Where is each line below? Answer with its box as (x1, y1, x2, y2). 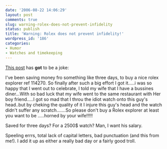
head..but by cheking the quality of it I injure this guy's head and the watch (5, 101, 162, 108)
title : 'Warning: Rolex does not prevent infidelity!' (5, 31, 124, 36)
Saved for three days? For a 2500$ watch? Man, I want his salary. (5, 122, 143, 129)
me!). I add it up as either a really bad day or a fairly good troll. (5, 138, 136, 144)
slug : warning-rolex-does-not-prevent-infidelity (5, 22, 113, 27)
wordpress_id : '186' (5, 36, 49, 41)
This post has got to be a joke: (5, 65, 69, 71)
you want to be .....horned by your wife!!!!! (5, 112, 93, 118)
